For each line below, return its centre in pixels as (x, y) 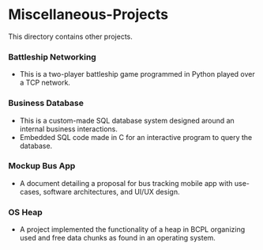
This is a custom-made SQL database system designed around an (127, 120)
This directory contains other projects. (70, 36)
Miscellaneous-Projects (88, 15)
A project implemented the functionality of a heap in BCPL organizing (132, 229)
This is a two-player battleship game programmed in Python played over (137, 74)
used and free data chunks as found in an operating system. (117, 238)
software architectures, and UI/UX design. (111, 191)
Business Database (46, 103)
